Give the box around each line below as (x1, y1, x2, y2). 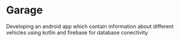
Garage (6, 3, 43, 17)
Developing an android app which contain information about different (6, 23, 174, 30)
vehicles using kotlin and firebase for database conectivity (6, 29, 149, 36)
